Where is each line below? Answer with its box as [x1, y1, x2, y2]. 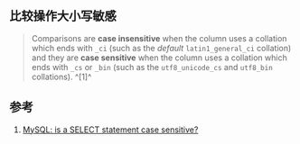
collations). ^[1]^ [31, 71, 92, 82]
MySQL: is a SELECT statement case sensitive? [22, 124, 199, 135]
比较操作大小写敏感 [9, 8, 117, 24]
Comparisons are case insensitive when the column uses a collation [31, 32, 287, 43]
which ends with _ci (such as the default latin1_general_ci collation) [31, 42, 292, 53]
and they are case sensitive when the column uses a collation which [31, 52, 287, 63]
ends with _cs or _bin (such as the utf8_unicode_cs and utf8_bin [31, 61, 273, 72]
